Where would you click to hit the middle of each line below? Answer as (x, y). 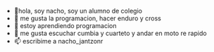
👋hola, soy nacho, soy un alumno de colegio (78, 11)
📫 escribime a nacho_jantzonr (58, 41)
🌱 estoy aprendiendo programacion (65, 26)
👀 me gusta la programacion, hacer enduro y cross (88, 18)
